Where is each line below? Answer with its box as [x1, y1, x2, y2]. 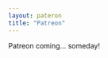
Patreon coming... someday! [8, 41, 101, 50]
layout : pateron [8, 11, 62, 20]
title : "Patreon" [8, 19, 66, 27]
